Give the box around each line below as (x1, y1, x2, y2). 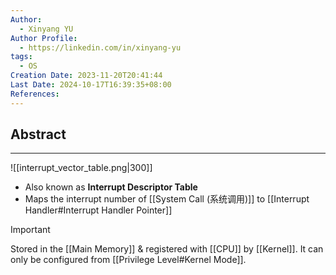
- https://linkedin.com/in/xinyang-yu (19, 42, 182, 53)
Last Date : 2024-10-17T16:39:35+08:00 (10, 80, 172, 90)
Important (10, 224, 51, 236)
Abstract (10, 126, 67, 143)
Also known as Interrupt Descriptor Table (24, 181, 198, 193)
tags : (10, 52, 33, 62)
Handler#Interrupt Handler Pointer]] (24, 204, 173, 216)
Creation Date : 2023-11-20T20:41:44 (10, 71, 163, 81)
